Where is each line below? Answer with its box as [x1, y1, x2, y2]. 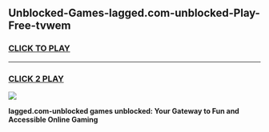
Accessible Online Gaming [8, 114, 98, 124]
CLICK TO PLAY [8, 43, 70, 54]
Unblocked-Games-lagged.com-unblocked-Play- [8, 6, 260, 20]
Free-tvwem [8, 19, 71, 33]
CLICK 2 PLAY [8, 73, 64, 84]
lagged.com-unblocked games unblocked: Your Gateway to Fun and [8, 106, 240, 115]
